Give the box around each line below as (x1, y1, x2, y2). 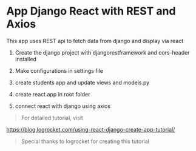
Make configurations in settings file (15, 67, 103, 74)
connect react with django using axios (15, 102, 111, 110)
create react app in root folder (15, 90, 90, 98)
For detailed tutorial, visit (21, 114, 84, 121)
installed (15, 55, 36, 62)
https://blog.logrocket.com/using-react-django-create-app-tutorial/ (6, 126, 175, 133)
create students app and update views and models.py (15, 79, 150, 86)
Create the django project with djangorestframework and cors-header (15, 49, 190, 56)
